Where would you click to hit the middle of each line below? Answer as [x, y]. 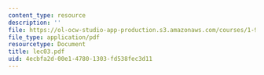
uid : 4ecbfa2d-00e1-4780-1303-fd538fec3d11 [81, 59]
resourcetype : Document [47, 45]
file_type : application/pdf [54, 37]
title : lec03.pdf [37, 52]
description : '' [35, 23]
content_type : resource [47, 15]
